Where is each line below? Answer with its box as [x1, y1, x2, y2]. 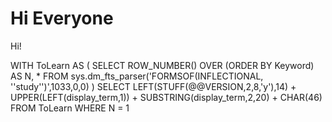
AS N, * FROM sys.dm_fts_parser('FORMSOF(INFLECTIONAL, [10, 70, 264, 82]
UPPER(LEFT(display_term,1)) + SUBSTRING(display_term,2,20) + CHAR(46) [10, 91, 323, 103]
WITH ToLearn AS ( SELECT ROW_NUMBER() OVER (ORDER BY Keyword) [10, 59, 315, 71]
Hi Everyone [10, 7, 114, 30]
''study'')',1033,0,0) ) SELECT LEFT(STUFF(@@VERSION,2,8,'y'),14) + [10, 80, 297, 92]
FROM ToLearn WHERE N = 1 [10, 102, 130, 114]
